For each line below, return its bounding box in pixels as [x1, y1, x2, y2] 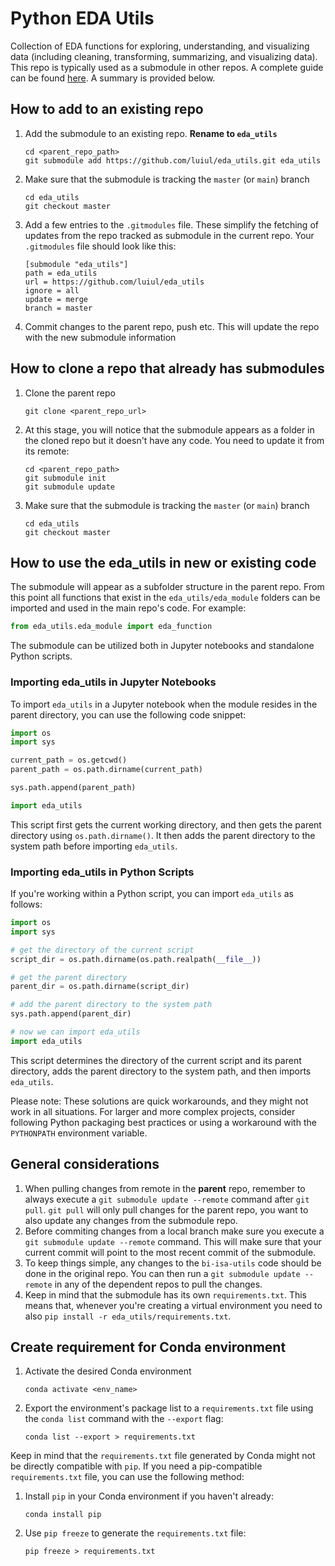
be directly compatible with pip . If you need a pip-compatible [10, 1460, 263, 1472]
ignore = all [24, 285, 80, 296]
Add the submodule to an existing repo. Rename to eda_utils [24, 127, 278, 139]
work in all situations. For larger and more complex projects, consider [10, 1105, 296, 1117]
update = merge [24, 294, 89, 304]
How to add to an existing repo [10, 101, 204, 118]
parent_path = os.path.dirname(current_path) [10, 765, 203, 775]
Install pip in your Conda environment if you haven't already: [24, 1490, 275, 1502]
